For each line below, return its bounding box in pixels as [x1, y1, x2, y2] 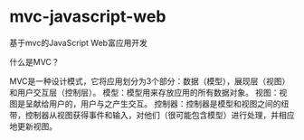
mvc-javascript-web [9, 6, 166, 27]
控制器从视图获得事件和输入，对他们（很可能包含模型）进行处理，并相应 [24, 109, 295, 120]
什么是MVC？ [9, 56, 61, 67]
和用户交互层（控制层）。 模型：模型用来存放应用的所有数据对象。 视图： [9, 87, 280, 98]
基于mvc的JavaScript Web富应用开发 [9, 37, 147, 48]
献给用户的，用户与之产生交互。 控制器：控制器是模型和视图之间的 [33, 98, 281, 109]
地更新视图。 [9, 120, 57, 132]
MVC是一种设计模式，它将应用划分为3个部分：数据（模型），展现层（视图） [9, 75, 290, 87]
